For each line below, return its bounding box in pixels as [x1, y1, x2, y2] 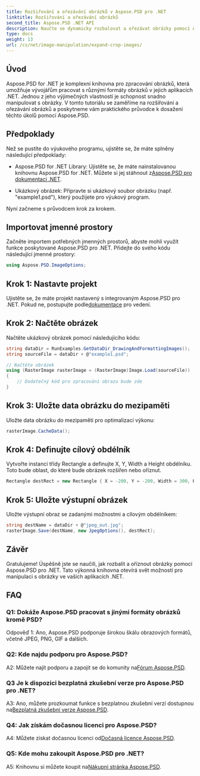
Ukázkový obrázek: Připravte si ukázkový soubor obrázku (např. [14, 187, 173, 194]
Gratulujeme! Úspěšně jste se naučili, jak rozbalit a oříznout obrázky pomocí [6, 560, 192, 567]
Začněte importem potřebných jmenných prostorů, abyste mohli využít [6, 238, 179, 245]
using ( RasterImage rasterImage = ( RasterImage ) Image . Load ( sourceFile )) [6, 368, 190, 374]
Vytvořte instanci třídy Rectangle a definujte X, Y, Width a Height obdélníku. [6, 460, 192, 467]
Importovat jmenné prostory [6, 222, 113, 232]
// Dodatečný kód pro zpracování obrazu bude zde [17, 378, 143, 385]
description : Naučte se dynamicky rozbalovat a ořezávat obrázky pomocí [6, 25, 190, 32]
